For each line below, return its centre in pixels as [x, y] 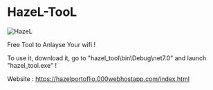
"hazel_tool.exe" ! [32, 65]
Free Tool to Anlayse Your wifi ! [52, 44]
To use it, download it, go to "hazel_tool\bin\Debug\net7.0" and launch [107, 58]
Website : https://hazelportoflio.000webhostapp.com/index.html [99, 79]
